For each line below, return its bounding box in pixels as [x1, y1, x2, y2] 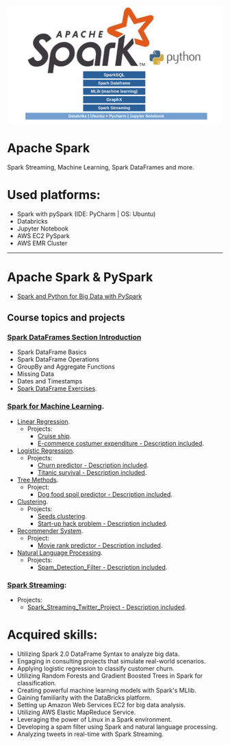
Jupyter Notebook [16, 224, 68, 233]
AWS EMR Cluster [16, 239, 68, 247]
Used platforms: [7, 187, 101, 203]
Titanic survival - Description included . [37, 468, 147, 476]
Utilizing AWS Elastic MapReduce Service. [16, 708, 136, 716]
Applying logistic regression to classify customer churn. [16, 664, 175, 672]
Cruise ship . [37, 431, 72, 440]
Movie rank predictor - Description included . [37, 541, 163, 549]
